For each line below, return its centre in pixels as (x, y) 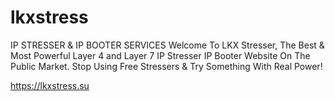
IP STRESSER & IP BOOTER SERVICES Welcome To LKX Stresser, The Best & (167, 45)
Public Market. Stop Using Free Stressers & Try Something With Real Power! (166, 66)
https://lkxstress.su (50, 85)
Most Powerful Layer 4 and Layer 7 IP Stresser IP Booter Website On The (160, 55)
